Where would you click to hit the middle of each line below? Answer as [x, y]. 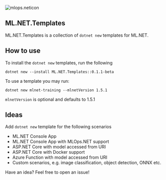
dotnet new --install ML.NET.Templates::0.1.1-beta [59, 72]
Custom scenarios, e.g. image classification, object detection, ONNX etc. [87, 163]
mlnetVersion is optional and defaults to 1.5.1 [50, 99]
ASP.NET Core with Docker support [49, 152]
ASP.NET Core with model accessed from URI [59, 147]
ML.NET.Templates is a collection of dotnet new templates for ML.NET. [77, 35]
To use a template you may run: [37, 81]
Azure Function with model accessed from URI [60, 157]
